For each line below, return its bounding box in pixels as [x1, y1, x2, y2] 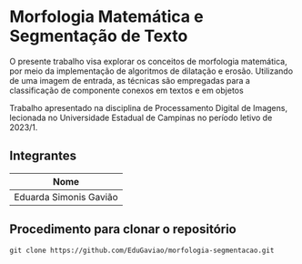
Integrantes [9, 148, 77, 164]
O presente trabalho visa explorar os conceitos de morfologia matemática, [9, 56, 288, 66]
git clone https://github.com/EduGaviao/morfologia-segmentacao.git [9, 246, 275, 255]
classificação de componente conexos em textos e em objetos [9, 85, 244, 96]
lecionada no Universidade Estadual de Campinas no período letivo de [9, 112, 273, 123]
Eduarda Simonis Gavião [14, 190, 118, 203]
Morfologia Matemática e [9, 6, 204, 27]
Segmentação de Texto [9, 25, 188, 46]
